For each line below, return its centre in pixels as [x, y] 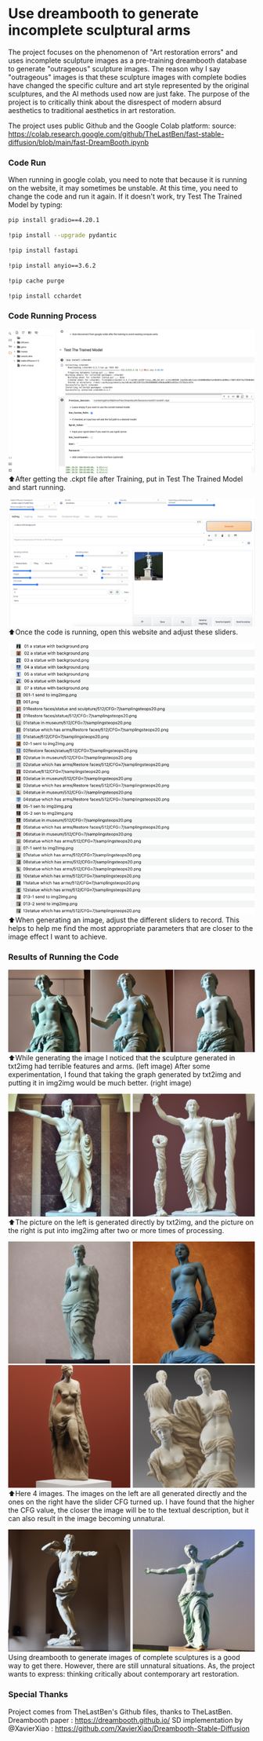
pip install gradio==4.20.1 [54, 221]
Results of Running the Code [63, 957]
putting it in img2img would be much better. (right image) [100, 1083]
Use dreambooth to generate [104, 14]
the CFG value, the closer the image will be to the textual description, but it [128, 1510]
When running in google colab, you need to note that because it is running [128, 180]
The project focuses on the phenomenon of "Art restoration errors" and [123, 52]
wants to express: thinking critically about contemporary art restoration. [124, 1674]
